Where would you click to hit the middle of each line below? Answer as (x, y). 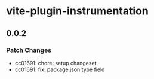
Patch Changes (29, 50)
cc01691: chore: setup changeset (56, 63)
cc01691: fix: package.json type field (60, 69)
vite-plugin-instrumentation (78, 11)
